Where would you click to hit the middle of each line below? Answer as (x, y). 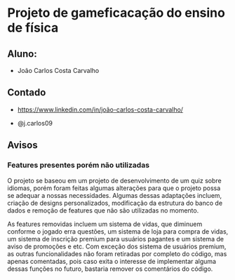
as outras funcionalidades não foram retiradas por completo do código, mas (117, 253)
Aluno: (22, 54)
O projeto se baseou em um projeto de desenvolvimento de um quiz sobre (115, 180)
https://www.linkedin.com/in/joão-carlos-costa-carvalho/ (100, 109)
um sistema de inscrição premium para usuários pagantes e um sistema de (116, 239)
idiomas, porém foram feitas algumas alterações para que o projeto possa (114, 188)
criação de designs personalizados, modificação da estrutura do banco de (115, 203)
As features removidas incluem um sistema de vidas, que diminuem (105, 224)
